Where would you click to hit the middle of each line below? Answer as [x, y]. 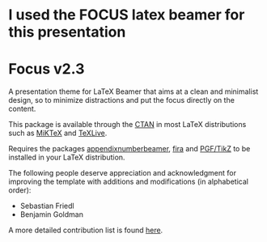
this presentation [67, 32]
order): [20, 190]
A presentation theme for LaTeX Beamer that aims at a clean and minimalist [133, 91]
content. [22, 109]
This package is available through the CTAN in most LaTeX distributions [127, 125]
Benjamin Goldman [51, 214]
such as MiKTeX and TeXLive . [58, 133]
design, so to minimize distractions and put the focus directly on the [121, 100]
